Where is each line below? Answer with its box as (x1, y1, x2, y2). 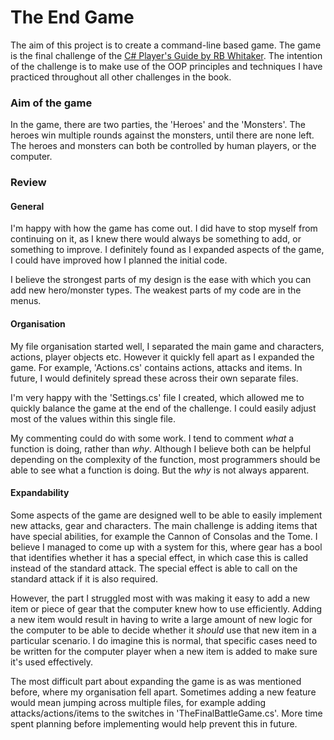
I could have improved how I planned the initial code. (10, 254, 228, 266)
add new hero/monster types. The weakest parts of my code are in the (10, 284, 302, 296)
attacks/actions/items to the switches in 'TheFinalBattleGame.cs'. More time (10, 707, 323, 719)
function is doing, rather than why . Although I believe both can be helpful (10, 442, 312, 455)
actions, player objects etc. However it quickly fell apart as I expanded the (10, 351, 315, 363)
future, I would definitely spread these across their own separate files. (10, 372, 299, 384)
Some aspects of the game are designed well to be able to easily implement (10, 509, 323, 521)
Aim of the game (10, 96, 93, 110)
